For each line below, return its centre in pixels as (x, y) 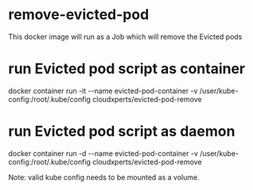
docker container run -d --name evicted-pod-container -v (103, 153)
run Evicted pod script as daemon (122, 132)
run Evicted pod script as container (127, 69)
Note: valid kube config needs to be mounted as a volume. (104, 177)
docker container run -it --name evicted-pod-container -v (103, 91)
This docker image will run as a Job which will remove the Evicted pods (125, 37)
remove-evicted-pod (79, 15)
